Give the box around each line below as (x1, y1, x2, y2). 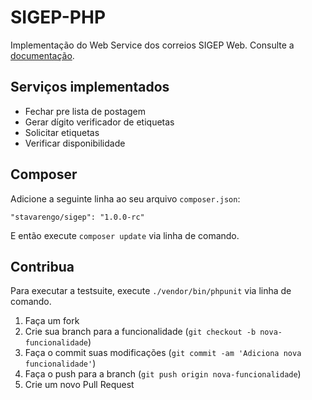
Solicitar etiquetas (24, 126, 100, 138)
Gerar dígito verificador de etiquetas (24, 116, 175, 128)
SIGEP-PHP (10, 6, 107, 29)
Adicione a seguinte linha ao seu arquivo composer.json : (10, 192, 241, 205)
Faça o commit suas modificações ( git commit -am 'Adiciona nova (24, 347, 302, 359)
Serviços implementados (10, 79, 170, 96)
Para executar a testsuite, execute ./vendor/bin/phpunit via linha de (10, 285, 292, 297)
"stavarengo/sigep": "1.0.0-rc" (10, 212, 145, 222)
